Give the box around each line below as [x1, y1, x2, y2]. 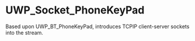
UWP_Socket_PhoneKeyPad [5, 4, 145, 17]
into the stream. [5, 29, 43, 36]
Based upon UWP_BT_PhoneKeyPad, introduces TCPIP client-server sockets [5, 23, 190, 30]
